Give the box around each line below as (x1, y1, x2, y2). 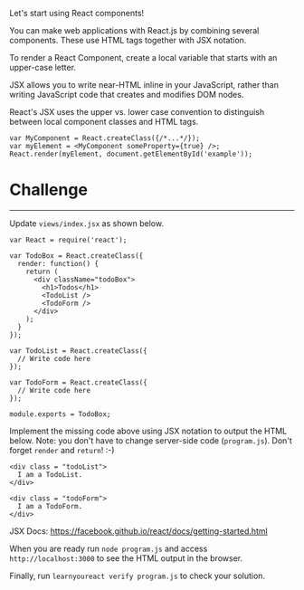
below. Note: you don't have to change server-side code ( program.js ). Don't (9, 434, 292, 446)
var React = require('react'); (9, 235, 128, 244)
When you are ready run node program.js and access (9, 543, 208, 554)
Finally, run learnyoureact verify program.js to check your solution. (9, 570, 265, 581)
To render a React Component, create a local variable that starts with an (9, 52, 278, 62)
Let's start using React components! (9, 8, 145, 18)
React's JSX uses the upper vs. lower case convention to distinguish (9, 107, 265, 117)
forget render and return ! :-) (9, 444, 115, 455)
